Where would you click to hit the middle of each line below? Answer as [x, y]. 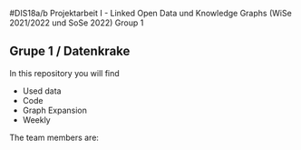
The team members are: [54, 137]
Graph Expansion [55, 110]
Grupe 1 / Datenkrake [70, 51]
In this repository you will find [64, 73]
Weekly [37, 120]
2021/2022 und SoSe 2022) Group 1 [77, 23]
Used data [42, 91]
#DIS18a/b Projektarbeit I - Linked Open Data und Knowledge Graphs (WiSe [150, 13]
